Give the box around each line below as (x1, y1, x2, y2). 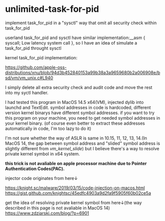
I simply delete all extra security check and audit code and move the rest (5, 84, 153, 90)
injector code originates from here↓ (5, 175, 78, 181)
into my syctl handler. (5, 89, 49, 95)
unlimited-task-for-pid (5, 3, 99, 15)
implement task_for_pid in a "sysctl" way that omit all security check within (5, 20, 157, 26)
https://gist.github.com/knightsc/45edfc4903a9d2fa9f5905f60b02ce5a (5, 190, 151, 196)
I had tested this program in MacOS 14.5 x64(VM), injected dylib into (5, 99, 144, 105)
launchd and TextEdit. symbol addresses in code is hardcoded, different (5, 104, 151, 110)
